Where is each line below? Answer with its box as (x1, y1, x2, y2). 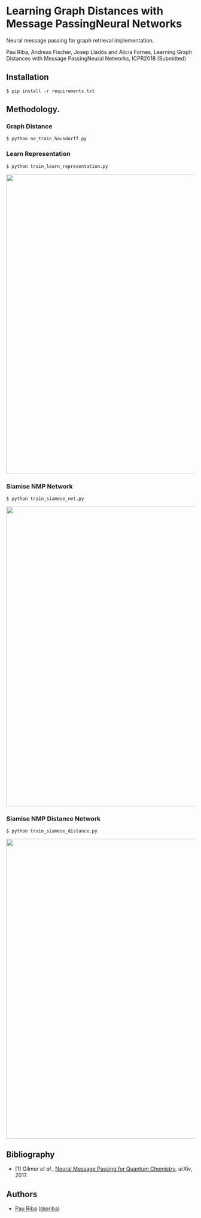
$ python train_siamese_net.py (6, 496, 84, 502)
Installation (6, 72, 49, 82)
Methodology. (6, 104, 60, 114)
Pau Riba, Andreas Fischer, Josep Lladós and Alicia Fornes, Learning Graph (6, 48, 193, 55)
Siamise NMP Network (6, 482, 73, 490)
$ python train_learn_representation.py (6, 163, 109, 169)
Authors (6, 1189, 38, 1199)
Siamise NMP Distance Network (6, 814, 101, 822)
